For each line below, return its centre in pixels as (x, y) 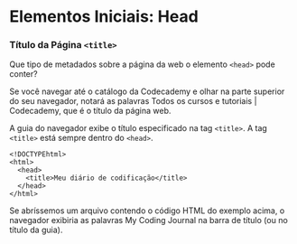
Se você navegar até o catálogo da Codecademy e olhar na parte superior (147, 91)
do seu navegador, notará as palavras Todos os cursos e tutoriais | (133, 101)
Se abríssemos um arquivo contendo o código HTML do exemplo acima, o (147, 211)
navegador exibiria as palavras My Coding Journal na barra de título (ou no (149, 221)
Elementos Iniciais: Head (104, 17)
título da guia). (36, 230)
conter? (23, 74)
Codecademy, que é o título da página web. (90, 111)
